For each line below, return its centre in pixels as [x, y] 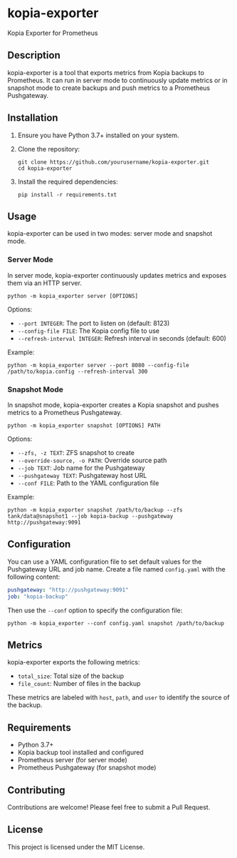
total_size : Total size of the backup [71, 676]
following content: [34, 577]
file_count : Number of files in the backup [79, 684]
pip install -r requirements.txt [67, 194]
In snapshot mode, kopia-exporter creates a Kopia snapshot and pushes [113, 404]
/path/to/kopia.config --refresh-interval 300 [78, 371]
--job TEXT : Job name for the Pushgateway [81, 468]
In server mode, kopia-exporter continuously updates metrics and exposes [117, 275]
